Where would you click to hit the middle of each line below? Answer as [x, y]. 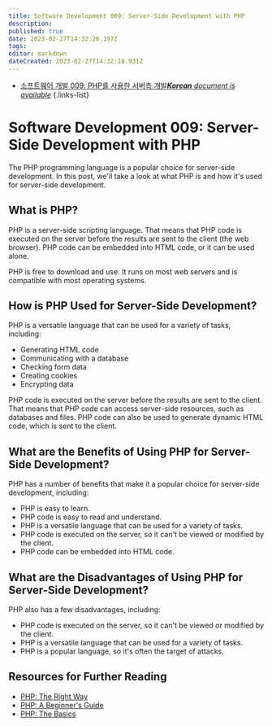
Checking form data [54, 367]
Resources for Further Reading [88, 677]
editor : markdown [38, 54]
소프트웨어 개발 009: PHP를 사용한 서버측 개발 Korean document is [127, 85]
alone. [19, 256]
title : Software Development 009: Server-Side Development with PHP [127, 16]
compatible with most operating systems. [78, 280]
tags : [17, 46]
